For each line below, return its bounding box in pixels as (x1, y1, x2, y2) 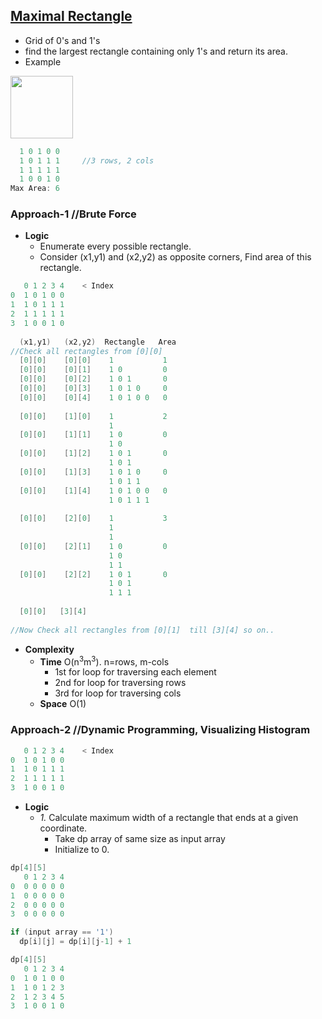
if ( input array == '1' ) (10, 927, 114, 938)
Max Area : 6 (10, 184, 60, 194)
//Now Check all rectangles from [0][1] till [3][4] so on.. (10, 625, 275, 635)
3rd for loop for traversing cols (54, 687, 182, 699)
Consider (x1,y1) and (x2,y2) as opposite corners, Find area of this (39, 251, 312, 263)
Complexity (24, 643, 75, 655)
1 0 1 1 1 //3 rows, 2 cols (19, 155, 155, 166)
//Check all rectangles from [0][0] (10, 346, 163, 356)
